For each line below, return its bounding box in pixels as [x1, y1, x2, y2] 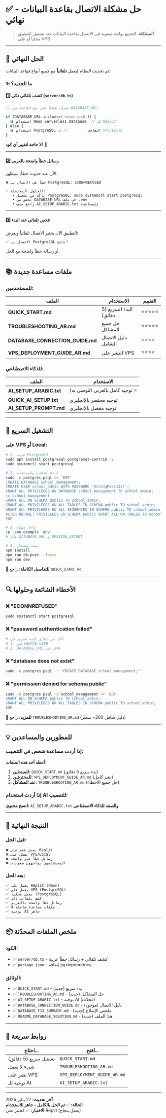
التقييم [143, 297, 157, 304]
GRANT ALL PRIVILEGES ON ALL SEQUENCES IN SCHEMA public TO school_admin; [5, 507, 163, 512]
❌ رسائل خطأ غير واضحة [5, 856, 53, 861]
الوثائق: [5, 974, 22, 981]
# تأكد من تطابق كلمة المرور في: [5, 637, 65, 642]
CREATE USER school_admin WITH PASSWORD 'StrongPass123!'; [5, 484, 130, 489]
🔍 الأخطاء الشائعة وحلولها [5, 585, 76, 594]
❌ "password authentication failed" [5, 626, 93, 632]
